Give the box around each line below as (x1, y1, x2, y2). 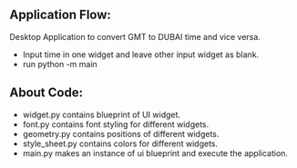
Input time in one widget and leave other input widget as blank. (22, 49, 260, 60)
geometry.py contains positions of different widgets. (22, 128, 220, 139)
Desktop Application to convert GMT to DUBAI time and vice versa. (9, 31, 261, 42)
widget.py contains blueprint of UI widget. (22, 109, 180, 120)
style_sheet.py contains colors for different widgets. (22, 138, 219, 149)
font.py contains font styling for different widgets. (22, 118, 210, 130)
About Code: (9, 85, 84, 101)
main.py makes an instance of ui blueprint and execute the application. (22, 147, 289, 158)
